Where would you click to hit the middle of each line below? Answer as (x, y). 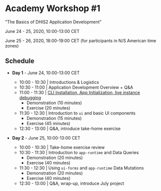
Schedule (20, 61)
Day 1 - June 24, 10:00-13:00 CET (46, 73)
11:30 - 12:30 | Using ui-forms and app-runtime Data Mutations (81, 168)
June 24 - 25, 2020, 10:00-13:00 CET (42, 31)
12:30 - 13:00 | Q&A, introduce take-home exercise (70, 128)
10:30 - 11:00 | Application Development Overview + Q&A (76, 87)
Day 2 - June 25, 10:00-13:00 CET (46, 138)
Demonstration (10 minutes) (54, 103)
